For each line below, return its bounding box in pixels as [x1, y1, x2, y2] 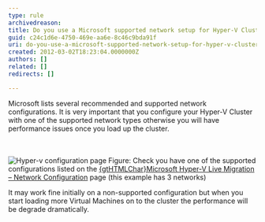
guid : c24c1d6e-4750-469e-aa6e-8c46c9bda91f [8, 33, 157, 42]
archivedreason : [8, 19, 62, 27]
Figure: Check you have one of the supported [108, 155, 256, 165]
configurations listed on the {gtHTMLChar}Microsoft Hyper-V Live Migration [8, 164, 255, 173]
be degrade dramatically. [8, 204, 89, 213]
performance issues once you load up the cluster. [8, 124, 170, 133]
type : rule [8, 11, 44, 20]
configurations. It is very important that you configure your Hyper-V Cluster [8, 107, 253, 117]
